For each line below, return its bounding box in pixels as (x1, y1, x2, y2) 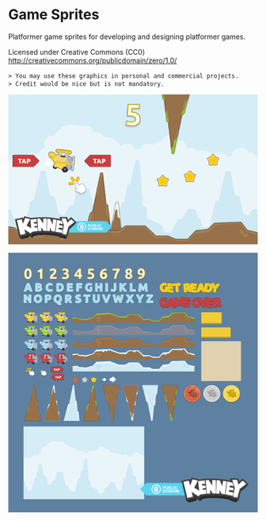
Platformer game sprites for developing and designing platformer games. (8, 32, 246, 41)
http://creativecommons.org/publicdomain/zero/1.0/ (8, 56, 177, 65)
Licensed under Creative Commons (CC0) (8, 47, 146, 56)
